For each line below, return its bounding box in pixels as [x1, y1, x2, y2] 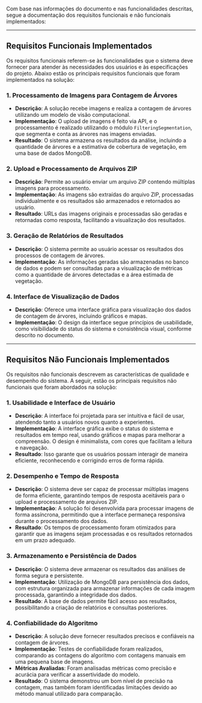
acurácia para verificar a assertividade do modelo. [14, 671, 140, 678]
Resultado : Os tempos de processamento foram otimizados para [14, 524, 176, 531]
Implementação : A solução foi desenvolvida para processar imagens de [14, 505, 194, 512]
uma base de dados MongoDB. [14, 150, 92, 157]
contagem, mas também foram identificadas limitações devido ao [14, 684, 177, 691]
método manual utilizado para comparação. [14, 690, 123, 697]
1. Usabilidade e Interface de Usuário [6, 398, 115, 407]
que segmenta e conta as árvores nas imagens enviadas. [14, 131, 156, 138]
